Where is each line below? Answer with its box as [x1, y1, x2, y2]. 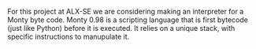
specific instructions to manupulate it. [7, 32, 130, 41]
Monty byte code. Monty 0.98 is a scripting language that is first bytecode [7, 15, 249, 24]
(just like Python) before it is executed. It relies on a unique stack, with [7, 24, 236, 32]
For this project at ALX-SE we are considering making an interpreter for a [7, 7, 244, 16]
